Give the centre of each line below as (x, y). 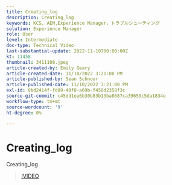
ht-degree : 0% (24, 113)
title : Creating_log (32, 12)
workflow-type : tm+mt (33, 101)
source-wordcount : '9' (35, 107)
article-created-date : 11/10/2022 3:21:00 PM (64, 74)
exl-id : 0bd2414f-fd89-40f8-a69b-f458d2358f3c (66, 90)
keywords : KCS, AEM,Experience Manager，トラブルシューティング (83, 23)
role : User (20, 34)
